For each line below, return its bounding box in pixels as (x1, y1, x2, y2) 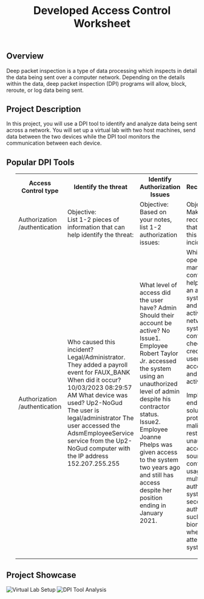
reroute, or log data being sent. (6, 86, 84, 94)
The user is (67, 406, 100, 415)
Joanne (139, 433, 161, 441)
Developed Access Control (33, 4, 171, 18)
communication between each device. (6, 139, 102, 147)
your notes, (139, 215, 172, 224)
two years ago (139, 463, 180, 472)
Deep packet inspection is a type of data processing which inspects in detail (6, 67, 197, 74)
